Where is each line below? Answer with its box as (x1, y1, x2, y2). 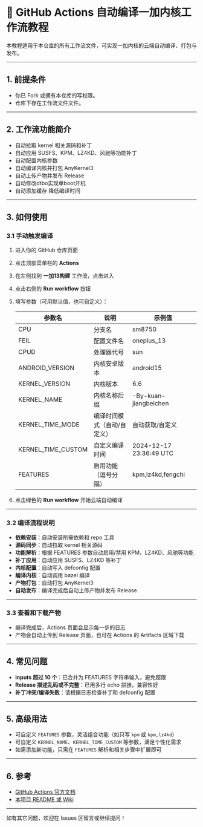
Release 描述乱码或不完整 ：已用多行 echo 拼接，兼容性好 (14, 681, 158, 688)
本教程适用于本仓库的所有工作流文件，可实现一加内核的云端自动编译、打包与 (6, 42, 197, 49)
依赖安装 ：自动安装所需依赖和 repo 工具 (14, 534, 115, 541)
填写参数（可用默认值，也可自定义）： (14, 298, 108, 306)
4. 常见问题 (6, 656, 48, 667)
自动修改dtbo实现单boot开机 (14, 179, 86, 186)
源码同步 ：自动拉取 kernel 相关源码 (14, 541, 103, 548)
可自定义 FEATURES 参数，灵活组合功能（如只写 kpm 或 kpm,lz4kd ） (14, 731, 178, 738)
